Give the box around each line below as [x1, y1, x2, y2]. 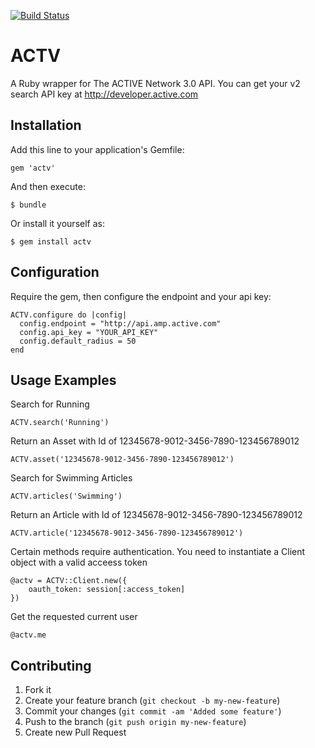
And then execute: [10, 180, 86, 192]
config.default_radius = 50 [19, 336, 137, 346]
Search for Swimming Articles [10, 472, 133, 484]
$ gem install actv [10, 236, 92, 247]
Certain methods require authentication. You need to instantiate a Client [10, 546, 306, 558]
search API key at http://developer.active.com [10, 88, 199, 100]
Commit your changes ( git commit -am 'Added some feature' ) [24, 705, 282, 717]
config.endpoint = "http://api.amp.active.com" [19, 318, 222, 329]
